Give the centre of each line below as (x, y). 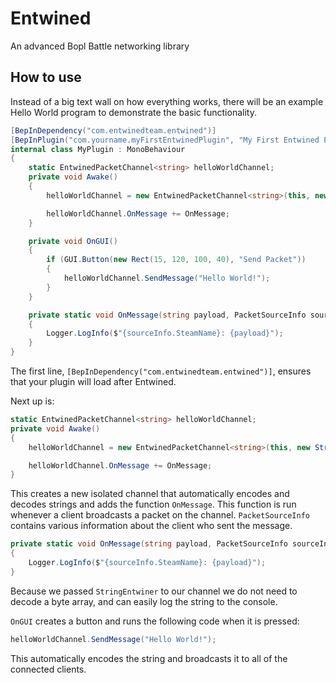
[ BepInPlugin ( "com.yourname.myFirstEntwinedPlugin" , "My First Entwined (165, 140)
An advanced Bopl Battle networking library (100, 46)
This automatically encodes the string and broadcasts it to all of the (149, 658)
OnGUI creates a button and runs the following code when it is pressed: (155, 621)
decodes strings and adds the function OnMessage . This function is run (153, 504)
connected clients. (48, 669)
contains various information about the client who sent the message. (151, 526)
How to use (46, 77)
